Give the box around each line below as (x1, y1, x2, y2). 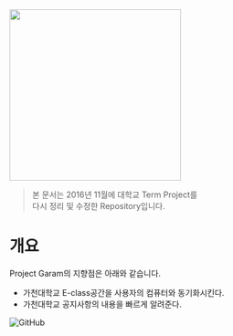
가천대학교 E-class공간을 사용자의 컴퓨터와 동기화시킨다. (22, 287, 225, 298)
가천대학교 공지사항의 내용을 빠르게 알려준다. (22, 299, 183, 310)
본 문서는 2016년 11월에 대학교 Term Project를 (31, 189, 198, 200)
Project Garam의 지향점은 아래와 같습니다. (9, 268, 162, 278)
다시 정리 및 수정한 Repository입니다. (31, 201, 166, 211)
